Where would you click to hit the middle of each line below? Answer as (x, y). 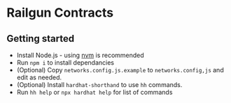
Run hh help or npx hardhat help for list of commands (94, 92)
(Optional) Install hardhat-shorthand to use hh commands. (99, 85)
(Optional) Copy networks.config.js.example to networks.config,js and (120, 70)
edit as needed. (39, 77)
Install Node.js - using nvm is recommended (80, 55)
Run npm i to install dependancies (65, 63)
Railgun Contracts (60, 13)
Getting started (41, 39)
